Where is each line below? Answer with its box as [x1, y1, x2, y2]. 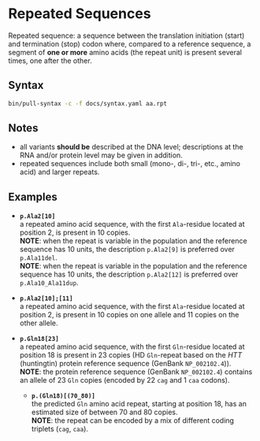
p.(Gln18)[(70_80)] [31, 392, 96, 400]
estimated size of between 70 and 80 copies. [31, 407, 179, 417]
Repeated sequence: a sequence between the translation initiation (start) [8, 31, 245, 40]
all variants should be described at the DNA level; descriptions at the [19, 143, 243, 152]
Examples [8, 190, 58, 203]
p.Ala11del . [19, 253, 58, 262]
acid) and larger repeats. [19, 167, 100, 177]
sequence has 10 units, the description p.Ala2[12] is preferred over [19, 269, 239, 280]
